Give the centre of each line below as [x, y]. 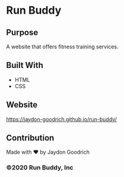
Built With [25, 65]
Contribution [30, 138]
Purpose [22, 32]
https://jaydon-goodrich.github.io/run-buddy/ [61, 119]
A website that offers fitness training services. [62, 46]
